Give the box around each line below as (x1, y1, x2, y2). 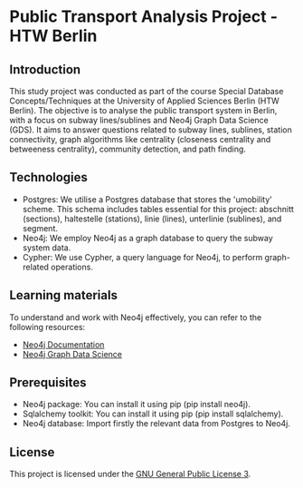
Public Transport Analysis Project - (9, 6, 279, 27)
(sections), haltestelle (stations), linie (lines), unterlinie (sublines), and (22, 213, 282, 224)
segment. (22, 222, 59, 233)
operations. (51, 261, 93, 272)
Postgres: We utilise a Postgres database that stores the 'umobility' (22, 193, 273, 205)
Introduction (9, 62, 81, 77)
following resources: (9, 321, 86, 332)
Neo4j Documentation (22, 338, 105, 350)
